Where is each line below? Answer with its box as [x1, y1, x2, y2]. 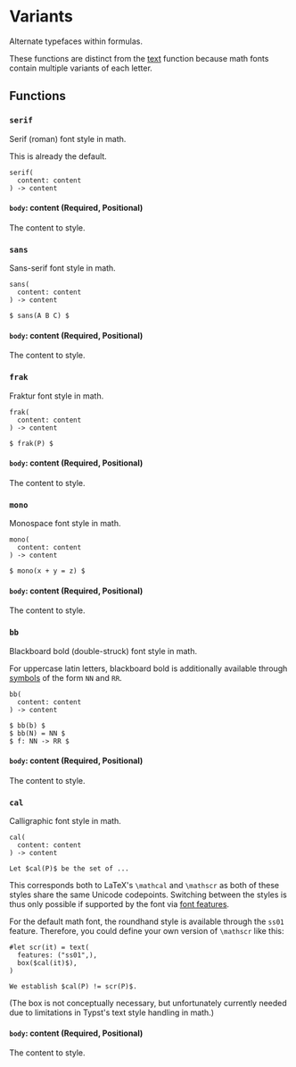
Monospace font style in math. [9, 518, 122, 529]
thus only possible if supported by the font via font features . [9, 899, 230, 910]
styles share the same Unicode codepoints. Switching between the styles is [9, 889, 287, 900]
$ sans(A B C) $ [9, 311, 70, 321]
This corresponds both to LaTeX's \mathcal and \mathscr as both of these [9, 880, 279, 891]
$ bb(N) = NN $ [9, 728, 66, 738]
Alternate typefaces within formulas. [9, 36, 143, 46]
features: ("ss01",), [17, 951, 98, 960]
